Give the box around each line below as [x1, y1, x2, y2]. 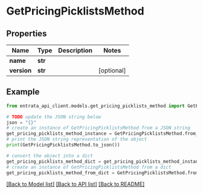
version [9, 67, 32, 74]
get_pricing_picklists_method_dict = [6, 159, 101, 165]
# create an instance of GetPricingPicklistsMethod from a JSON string [6, 125, 190, 131]
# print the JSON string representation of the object [6, 136, 147, 143]
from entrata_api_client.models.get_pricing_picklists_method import [6, 103, 185, 109]
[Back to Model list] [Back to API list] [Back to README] [6, 180, 145, 188]
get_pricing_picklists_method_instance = [6, 131, 112, 137]
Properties [6, 28, 47, 39]
